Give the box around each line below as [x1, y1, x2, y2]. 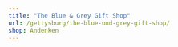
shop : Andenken [8, 26, 59, 34]
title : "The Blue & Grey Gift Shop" [8, 11, 131, 20]
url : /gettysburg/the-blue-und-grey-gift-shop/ [8, 19, 171, 27]
